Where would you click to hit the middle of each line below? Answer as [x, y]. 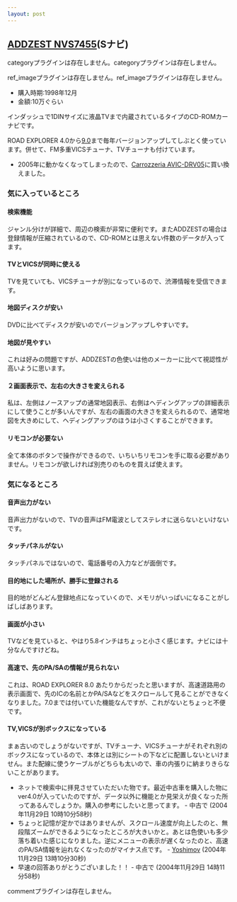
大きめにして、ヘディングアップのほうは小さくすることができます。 [118, 421]
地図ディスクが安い [35, 308]
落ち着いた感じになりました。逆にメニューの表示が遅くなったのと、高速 [123, 840]
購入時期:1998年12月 [47, 93]
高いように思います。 [38, 368]
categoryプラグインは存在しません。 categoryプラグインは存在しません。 [114, 63]
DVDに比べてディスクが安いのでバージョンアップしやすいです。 [100, 325]
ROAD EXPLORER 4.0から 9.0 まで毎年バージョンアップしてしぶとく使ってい [117, 141]
